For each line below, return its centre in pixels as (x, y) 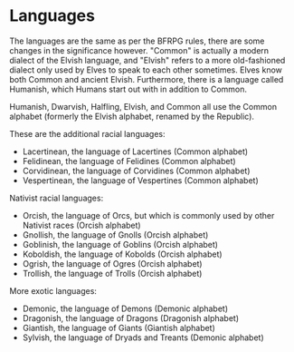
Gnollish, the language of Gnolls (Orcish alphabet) (115, 235)
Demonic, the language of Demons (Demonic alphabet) (125, 308)
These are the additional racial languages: (87, 133)
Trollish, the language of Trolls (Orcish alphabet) (112, 273)
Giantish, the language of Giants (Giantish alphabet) (119, 328)
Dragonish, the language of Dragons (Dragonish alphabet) (131, 318)
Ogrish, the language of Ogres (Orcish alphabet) (112, 263)
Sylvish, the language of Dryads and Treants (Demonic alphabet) (143, 337)
